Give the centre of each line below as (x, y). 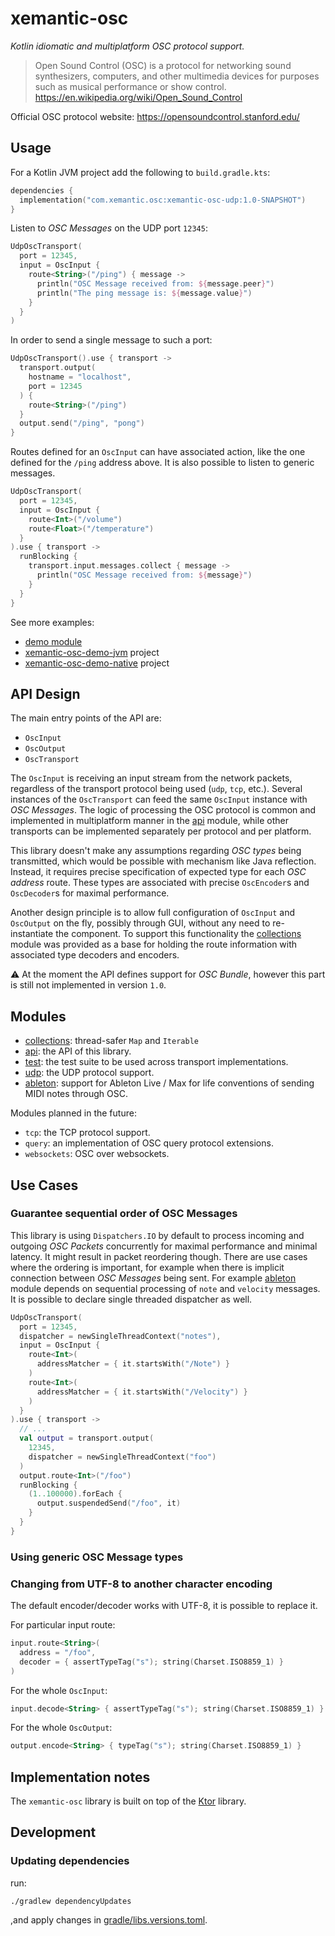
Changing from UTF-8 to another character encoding (141, 1584)
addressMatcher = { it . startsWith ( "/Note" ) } (133, 1364)
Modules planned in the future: (73, 1113)
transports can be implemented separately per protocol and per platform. (161, 831)
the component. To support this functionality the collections (178, 934)
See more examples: (52, 622)
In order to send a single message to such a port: (111, 340)
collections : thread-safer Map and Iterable (111, 1041)
